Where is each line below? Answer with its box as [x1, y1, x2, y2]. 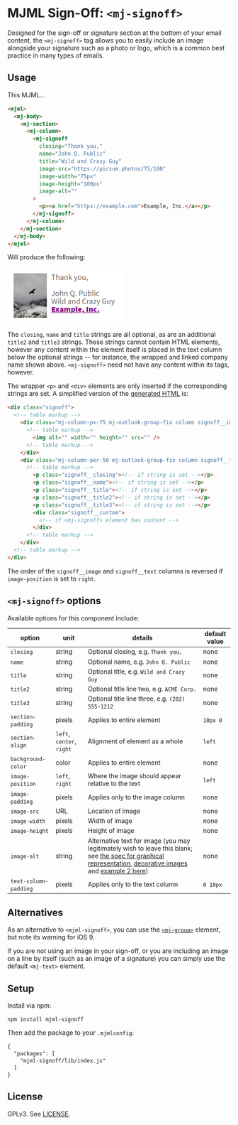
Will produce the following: [7, 253, 86, 262]
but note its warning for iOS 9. [7, 933, 95, 942]
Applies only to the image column [87, 793, 186, 802]
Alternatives [7, 906, 64, 918]
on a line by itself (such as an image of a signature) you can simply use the [7, 954, 225, 963]
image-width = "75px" [38, 173, 97, 180]
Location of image [87, 807, 141, 815]
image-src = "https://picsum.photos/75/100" [38, 165, 166, 172]
